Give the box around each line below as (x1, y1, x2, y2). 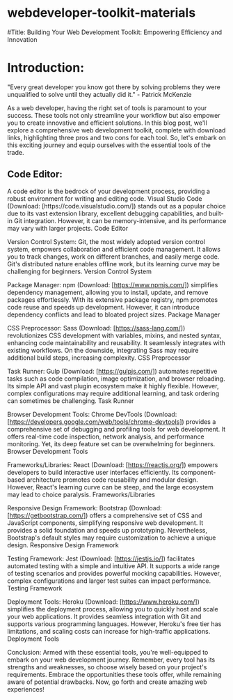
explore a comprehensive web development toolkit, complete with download (7, 125, 226, 134)
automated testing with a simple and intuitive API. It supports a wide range (7, 561, 220, 570)
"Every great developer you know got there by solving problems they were (7, 82, 220, 91)
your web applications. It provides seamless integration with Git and (7, 612, 202, 621)
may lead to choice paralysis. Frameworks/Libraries (7, 490, 155, 499)
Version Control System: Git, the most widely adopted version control (7, 237, 205, 245)
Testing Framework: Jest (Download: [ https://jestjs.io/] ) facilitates (7, 554, 195, 563)
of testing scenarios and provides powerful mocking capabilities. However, (7, 569, 221, 577)
